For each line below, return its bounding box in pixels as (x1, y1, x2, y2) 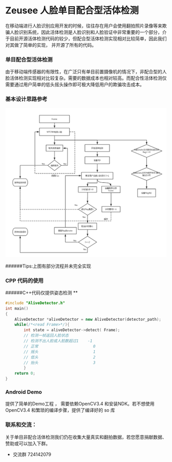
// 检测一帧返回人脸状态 (24, 333, 69, 338)
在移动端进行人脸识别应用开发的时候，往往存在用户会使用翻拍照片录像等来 (5, 23, 162, 29)
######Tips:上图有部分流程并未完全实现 (5, 263, 91, 269)
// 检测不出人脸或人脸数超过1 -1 (24, 338, 93, 344)
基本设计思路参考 (5, 95, 48, 103)
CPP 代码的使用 (5, 277, 44, 284)
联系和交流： (5, 421, 37, 429)
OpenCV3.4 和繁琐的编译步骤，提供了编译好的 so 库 (5, 407, 115, 413)
